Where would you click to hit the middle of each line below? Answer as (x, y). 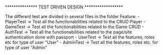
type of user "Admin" (26, 47)
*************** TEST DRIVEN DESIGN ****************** (64, 7)
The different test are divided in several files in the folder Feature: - (72, 16)
